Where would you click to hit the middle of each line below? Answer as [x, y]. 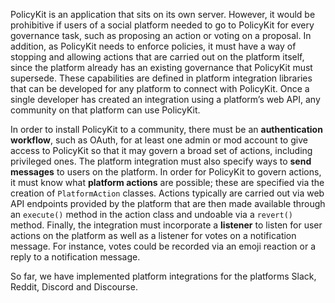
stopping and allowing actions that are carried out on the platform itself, [157, 57]
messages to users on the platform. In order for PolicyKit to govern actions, [166, 172]
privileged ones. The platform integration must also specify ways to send [161, 161]
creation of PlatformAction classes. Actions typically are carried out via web [167, 193]
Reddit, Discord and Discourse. [74, 287]
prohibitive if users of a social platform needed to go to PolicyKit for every [162, 25]
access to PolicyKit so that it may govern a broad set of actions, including [161, 150]
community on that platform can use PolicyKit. [105, 110]
